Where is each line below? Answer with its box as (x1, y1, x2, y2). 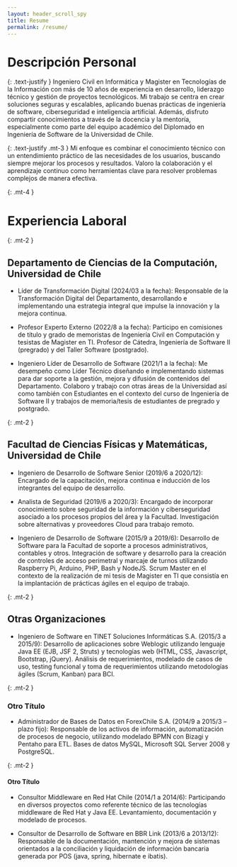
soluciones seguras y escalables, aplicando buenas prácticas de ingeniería (7, 100, 226, 108)
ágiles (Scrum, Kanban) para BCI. (17, 669, 115, 678)
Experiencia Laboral (7, 213, 127, 229)
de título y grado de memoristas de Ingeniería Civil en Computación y (17, 330, 220, 339)
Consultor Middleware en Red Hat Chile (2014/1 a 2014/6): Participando (17, 793, 226, 802)
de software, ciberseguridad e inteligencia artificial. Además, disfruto (7, 108, 209, 116)
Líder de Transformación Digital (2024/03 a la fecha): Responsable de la (17, 286, 229, 295)
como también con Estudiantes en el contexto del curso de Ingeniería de (17, 389, 229, 398)
